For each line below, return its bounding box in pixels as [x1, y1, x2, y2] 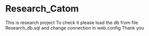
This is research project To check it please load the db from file [5, 19, 138, 25]
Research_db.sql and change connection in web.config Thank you [5, 24, 144, 30]
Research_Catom [5, 3, 79, 14]
